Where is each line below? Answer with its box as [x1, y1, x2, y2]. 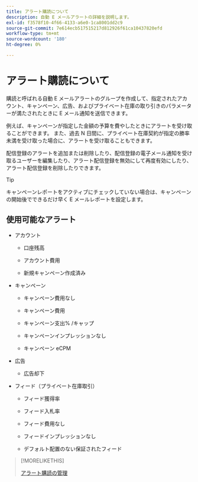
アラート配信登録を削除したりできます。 [6, 164, 105, 172]
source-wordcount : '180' [6, 36, 67, 42]
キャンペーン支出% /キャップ [23, 319, 95, 326]
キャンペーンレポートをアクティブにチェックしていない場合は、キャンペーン [6, 188, 191, 195]
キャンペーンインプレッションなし [23, 332, 106, 339]
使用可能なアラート [6, 215, 76, 225]
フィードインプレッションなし [23, 432, 96, 439]
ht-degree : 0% [6, 42, 41, 48]
